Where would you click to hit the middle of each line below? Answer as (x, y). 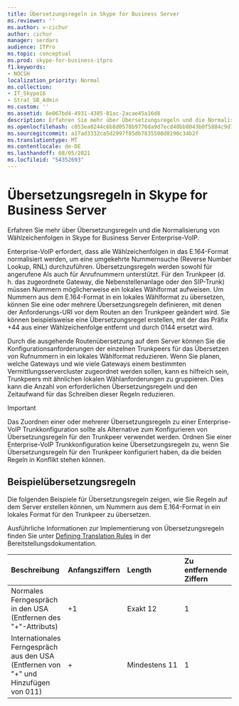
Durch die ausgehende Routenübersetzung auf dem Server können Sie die (116, 341)
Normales (27, 590)
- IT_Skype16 (27, 93)
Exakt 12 (142, 608)
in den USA (30, 608)
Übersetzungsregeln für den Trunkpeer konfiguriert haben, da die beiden (115, 452)
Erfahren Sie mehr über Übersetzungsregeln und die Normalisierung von (114, 230)
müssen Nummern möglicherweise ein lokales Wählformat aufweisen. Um (116, 289)
